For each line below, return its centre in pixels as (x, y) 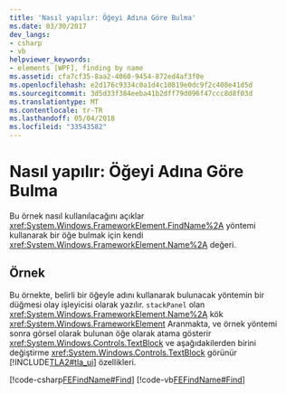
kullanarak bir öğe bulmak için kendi (76, 235)
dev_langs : (30, 34)
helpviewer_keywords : (50, 60)
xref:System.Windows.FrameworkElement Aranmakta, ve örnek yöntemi (143, 324)
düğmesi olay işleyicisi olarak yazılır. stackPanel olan (107, 305)
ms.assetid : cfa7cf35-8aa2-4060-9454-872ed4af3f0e (107, 77)
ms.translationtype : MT (54, 102)
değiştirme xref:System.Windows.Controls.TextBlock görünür (124, 352)
